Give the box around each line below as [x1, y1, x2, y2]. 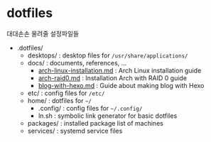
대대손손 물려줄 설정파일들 [6, 29, 80, 38]
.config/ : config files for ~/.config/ [38, 104, 143, 112]
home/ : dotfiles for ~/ [27, 96, 92, 104]
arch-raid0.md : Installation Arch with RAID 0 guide [38, 73, 188, 82]
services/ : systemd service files [27, 126, 123, 135]
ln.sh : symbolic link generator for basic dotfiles [38, 111, 178, 120]
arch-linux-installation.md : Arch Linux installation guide [38, 66, 202, 75]
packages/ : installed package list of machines [27, 119, 164, 127]
